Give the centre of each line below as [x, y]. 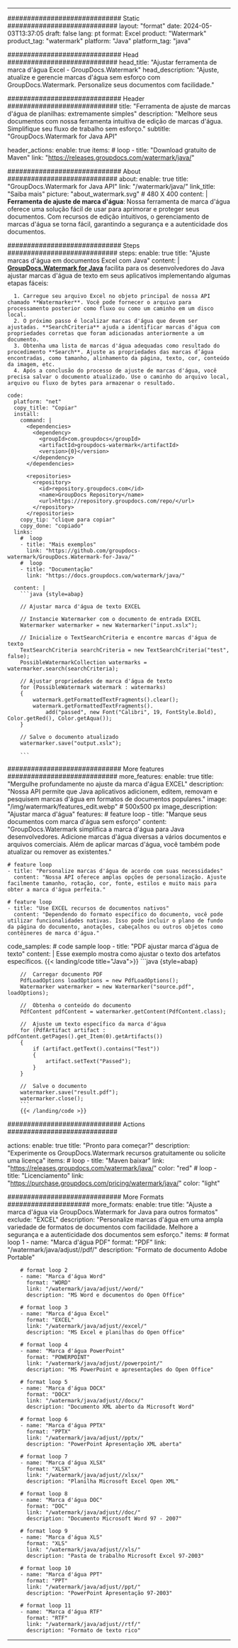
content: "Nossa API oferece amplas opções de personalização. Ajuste [120, 877]
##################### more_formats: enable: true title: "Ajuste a [110, 1204]
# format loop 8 [44, 1494]
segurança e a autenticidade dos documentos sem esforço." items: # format [118, 1235]
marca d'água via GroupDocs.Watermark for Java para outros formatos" [113, 1212]
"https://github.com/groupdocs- [93, 551]
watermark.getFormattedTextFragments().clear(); [106, 700]
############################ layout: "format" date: [95, 26]
